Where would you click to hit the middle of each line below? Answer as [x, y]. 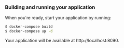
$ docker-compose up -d [29, 31]
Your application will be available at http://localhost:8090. [62, 41]
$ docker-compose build [29, 27]
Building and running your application [50, 7]
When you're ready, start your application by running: [58, 18]
